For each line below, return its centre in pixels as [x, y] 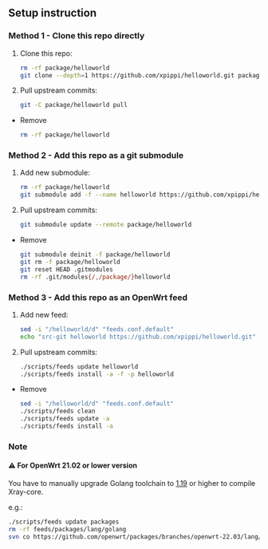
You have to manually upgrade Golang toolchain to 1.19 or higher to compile [132, 484]
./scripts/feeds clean [57, 411]
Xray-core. [26, 492]
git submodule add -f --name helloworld [88, 195]
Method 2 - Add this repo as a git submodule [96, 156]
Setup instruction [53, 13]
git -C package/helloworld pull [73, 105]
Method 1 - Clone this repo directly [77, 36]
